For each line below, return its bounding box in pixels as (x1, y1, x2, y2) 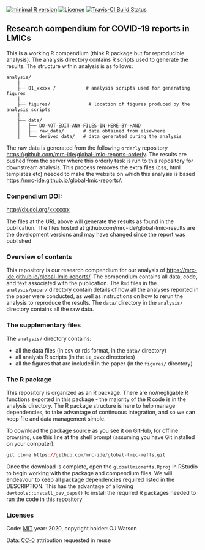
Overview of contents (6, 253, 72, 261)
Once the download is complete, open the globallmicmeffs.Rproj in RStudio (6, 463, 198, 470)
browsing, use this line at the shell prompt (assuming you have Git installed (6, 434, 195, 441)
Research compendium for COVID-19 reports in (6, 23, 190, 34)
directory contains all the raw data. (6, 305, 94, 313)
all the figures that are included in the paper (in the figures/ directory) (15, 359, 193, 367)
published (6, 237, 32, 245)
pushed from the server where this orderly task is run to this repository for (6, 157, 194, 164)
